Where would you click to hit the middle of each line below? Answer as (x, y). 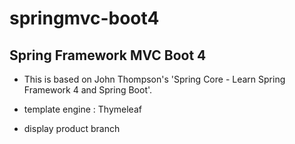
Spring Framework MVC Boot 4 (108, 55)
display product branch (72, 128)
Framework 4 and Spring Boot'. (88, 90)
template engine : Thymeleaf (82, 109)
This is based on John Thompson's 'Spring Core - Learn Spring (154, 79)
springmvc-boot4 (84, 18)
